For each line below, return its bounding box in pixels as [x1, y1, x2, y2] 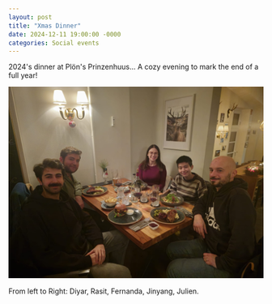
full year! [8, 71, 38, 80]
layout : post [8, 13, 53, 21]
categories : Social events [8, 39, 100, 47]
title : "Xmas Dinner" [8, 21, 82, 30]
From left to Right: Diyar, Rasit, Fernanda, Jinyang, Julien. [8, 286, 200, 296]
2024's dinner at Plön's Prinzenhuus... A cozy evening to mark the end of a [8, 62, 259, 72]
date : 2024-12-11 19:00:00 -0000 [8, 30, 121, 38]
